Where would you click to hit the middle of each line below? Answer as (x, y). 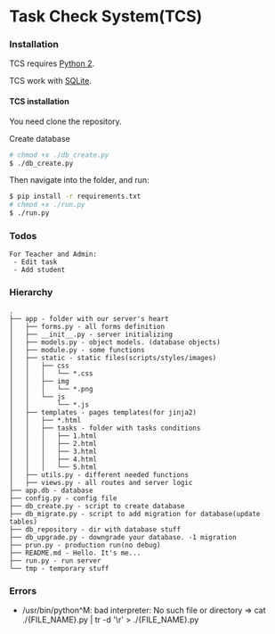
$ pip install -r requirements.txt (75, 197)
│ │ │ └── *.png (51, 389)
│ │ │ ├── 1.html (53, 436)
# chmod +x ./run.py (48, 205)
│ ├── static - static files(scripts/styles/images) (113, 358)
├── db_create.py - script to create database (97, 506)
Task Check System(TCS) (106, 16)
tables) (24, 522)
